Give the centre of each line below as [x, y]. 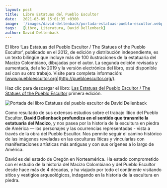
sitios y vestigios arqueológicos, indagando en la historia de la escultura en [82, 175]
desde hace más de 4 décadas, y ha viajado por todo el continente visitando [83, 170]
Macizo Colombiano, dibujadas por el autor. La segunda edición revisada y [82, 63]
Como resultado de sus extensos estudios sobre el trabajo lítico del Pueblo [82, 113]
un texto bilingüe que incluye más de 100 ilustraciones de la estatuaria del [81, 57]
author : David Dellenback [32, 33]
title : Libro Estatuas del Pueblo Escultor [52, 14]
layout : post [19, 10]
